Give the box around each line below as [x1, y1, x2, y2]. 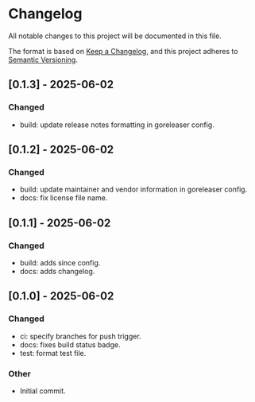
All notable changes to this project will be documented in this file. [8, 31, 222, 41]
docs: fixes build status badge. [19, 339, 121, 350]
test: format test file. [19, 348, 87, 358]
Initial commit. [19, 386, 66, 396]
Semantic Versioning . [8, 55, 78, 64]
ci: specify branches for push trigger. [19, 331, 141, 341]
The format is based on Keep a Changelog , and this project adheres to [8, 46, 238, 56]
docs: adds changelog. [19, 267, 95, 276]
